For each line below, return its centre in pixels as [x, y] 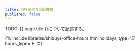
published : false [23, 14]
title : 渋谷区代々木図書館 [29, 9]
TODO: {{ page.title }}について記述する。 [46, 28]
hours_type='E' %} [24, 43]
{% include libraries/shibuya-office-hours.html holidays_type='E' [70, 38]
